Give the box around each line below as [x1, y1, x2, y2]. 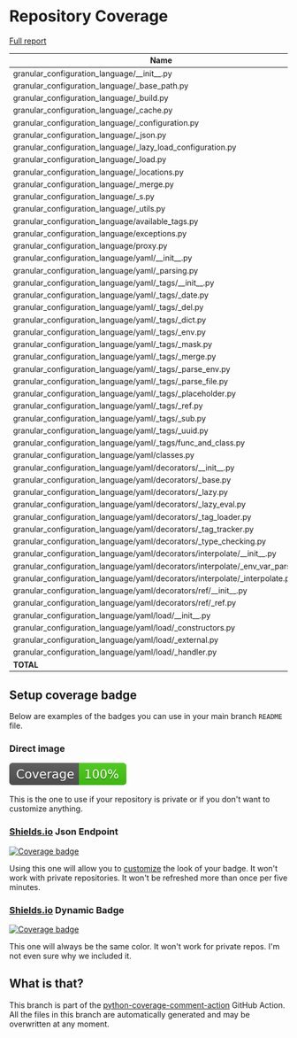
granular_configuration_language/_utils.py [12, 204, 166, 214]
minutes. [9, 881, 42, 892]
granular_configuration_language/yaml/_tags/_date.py [12, 290, 209, 300]
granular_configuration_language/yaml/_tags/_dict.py [12, 314, 207, 325]
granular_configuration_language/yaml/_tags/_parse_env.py [12, 363, 231, 374]
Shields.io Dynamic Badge [9, 903, 125, 916]
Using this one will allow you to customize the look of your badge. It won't [9, 863, 278, 873]
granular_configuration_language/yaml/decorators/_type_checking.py [12, 536, 267, 546]
